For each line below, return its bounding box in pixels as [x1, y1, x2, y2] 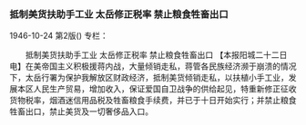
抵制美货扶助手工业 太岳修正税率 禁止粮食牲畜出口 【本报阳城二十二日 [25, 50, 288, 61]
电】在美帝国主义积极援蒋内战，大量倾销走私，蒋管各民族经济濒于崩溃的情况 [9, 61, 297, 72]
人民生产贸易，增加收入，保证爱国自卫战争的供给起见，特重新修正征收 [33, 83, 297, 94]
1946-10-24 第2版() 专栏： [9, 30, 109, 42]
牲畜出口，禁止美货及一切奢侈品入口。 [9, 106, 153, 117]
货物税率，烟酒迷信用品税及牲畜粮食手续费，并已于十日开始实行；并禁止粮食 [9, 95, 297, 106]
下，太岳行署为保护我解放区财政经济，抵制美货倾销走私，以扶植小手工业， [9, 72, 289, 83]
